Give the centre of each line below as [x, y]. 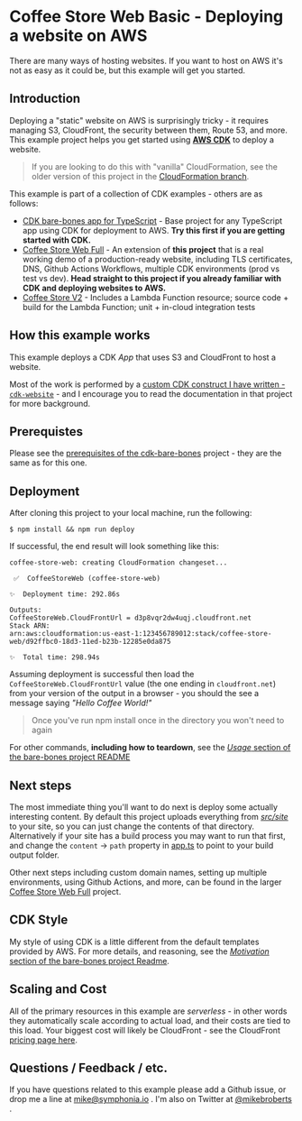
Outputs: [26, 611]
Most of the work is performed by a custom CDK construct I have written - [147, 384]
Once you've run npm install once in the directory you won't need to [158, 721]
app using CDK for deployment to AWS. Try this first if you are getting [154, 230]
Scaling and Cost [58, 989]
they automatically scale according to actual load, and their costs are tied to [150, 1020]
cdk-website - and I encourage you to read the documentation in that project [151, 393]
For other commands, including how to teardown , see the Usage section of [150, 748]
